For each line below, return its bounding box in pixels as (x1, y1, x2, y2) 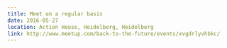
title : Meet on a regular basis (7, 10, 103, 18)
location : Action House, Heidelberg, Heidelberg (7, 23, 154, 30)
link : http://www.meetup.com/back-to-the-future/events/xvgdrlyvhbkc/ (7, 30, 221, 37)
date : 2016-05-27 (7, 17, 59, 24)
